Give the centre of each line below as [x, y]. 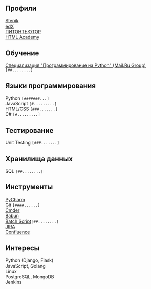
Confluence [18, 232]
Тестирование [29, 130]
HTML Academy [23, 37]
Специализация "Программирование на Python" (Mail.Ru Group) [75, 65]
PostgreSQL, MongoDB [30, 276]
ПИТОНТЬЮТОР [23, 31]
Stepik [12, 20]
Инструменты [29, 187]
